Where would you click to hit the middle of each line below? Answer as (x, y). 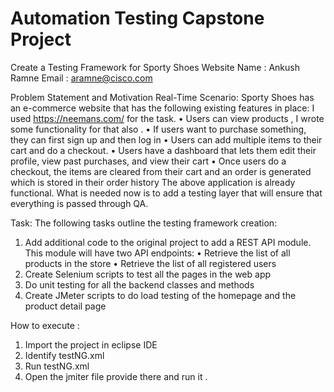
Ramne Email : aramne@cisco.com (81, 78)
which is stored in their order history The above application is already (153, 182)
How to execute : (45, 325)
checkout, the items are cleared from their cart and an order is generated (161, 171)
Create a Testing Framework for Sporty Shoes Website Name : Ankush (155, 67)
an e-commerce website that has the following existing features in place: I (162, 108)
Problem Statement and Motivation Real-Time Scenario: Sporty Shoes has (162, 97)
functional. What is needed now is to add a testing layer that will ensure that (166, 193)
